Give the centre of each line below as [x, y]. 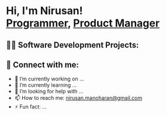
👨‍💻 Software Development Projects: [72, 45]
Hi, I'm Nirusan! [44, 11]
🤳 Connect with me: [42, 65]
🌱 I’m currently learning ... [46, 85]
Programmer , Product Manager [83, 23]
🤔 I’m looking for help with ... [49, 92]
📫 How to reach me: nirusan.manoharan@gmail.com [78, 98]
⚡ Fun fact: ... [30, 107]
